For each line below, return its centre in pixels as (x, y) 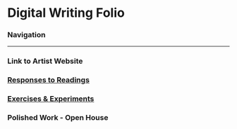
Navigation (26, 35)
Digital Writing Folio (66, 13)
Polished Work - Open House (58, 118)
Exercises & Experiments (51, 99)
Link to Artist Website (45, 61)
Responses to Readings (49, 80)
